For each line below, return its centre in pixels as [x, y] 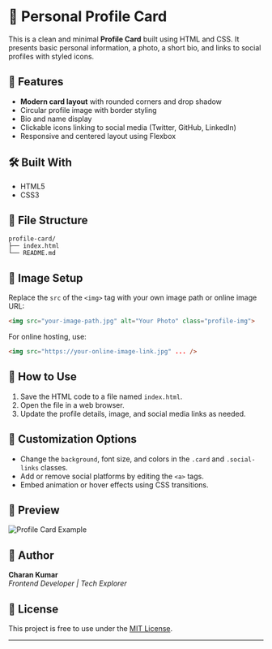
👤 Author [31, 555]
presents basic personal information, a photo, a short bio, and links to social [135, 47]
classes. [54, 467]
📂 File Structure [48, 220]
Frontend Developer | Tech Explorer [68, 583]
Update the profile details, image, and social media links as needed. [133, 413]
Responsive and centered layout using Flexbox [98, 136]
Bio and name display [56, 119]
